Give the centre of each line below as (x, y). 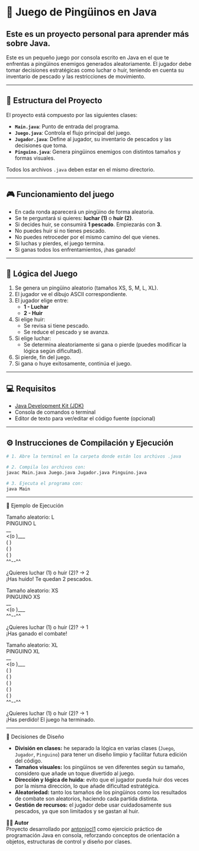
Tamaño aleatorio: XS (32, 590)
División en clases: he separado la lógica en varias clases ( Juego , (95, 748)
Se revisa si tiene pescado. (57, 326)
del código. (28, 761)
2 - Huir (33, 313)
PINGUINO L (21, 523)
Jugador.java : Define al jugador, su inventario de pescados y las (93, 139)
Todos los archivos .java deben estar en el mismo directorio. (81, 169)
